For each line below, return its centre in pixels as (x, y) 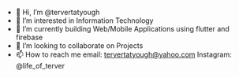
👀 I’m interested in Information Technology (84, 20)
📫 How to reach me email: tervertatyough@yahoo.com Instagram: (124, 54)
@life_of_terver (40, 66)
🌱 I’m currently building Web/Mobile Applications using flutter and (123, 29)
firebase (29, 37)
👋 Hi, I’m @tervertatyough (58, 12)
